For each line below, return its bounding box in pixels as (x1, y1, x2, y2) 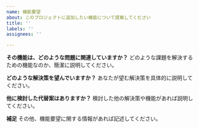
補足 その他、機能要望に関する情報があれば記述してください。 (6, 115, 161, 123)
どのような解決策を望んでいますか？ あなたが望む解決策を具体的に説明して (6, 74, 193, 82)
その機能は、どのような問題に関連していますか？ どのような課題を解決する (6, 54, 194, 61)
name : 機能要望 (6, 8, 41, 15)
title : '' (6, 20, 31, 26)
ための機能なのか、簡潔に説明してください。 (6, 62, 117, 69)
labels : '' (6, 25, 34, 32)
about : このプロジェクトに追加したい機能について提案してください (6, 14, 151, 21)
